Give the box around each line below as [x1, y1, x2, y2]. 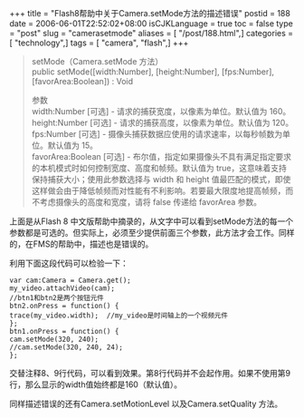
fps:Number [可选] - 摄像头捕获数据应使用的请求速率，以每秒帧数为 [31, 129, 283, 139]
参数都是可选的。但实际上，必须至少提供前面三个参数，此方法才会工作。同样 [9, 228, 295, 238]
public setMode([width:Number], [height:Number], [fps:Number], [31, 66, 274, 77]
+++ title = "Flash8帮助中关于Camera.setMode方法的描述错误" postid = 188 [9, 8, 291, 18]
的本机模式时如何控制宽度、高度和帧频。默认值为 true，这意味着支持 [31, 162, 288, 173]
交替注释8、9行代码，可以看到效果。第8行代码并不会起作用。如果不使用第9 [9, 368, 291, 378]
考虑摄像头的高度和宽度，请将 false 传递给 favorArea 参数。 [39, 197, 262, 207]
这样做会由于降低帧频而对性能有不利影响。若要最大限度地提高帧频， [31, 185, 286, 196]
